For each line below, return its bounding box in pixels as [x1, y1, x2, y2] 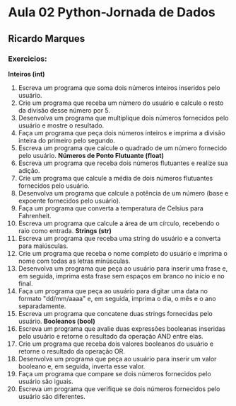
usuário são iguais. [18, 377, 73, 385]
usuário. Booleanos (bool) [18, 317, 95, 325]
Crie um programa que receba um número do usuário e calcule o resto [18, 98, 224, 107]
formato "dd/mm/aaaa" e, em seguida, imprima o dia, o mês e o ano [18, 294, 216, 303]
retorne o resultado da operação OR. [18, 346, 126, 355]
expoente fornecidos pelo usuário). [18, 196, 121, 205]
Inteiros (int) [8, 69, 45, 78]
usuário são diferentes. [18, 392, 85, 400]
